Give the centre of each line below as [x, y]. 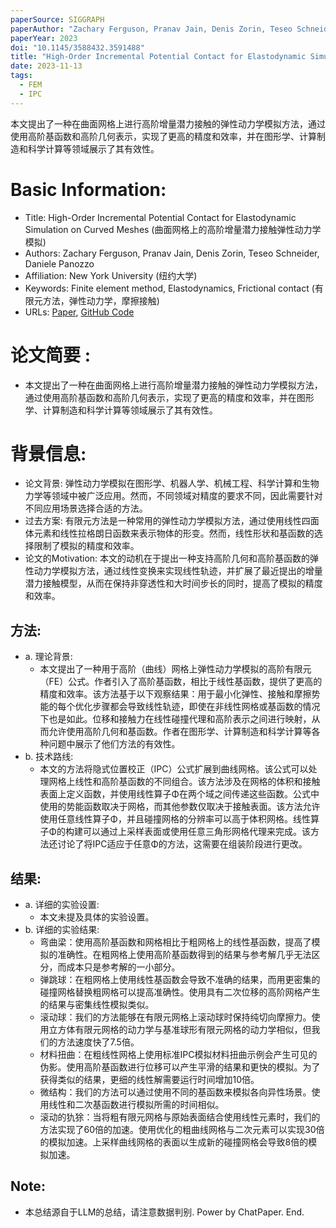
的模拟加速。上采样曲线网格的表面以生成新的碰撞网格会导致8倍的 [174, 1142]
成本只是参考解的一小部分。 [123, 967]
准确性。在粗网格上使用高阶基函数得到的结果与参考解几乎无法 [184, 955]
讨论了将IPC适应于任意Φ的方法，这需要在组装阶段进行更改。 [182, 844]
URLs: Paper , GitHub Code [79, 312]
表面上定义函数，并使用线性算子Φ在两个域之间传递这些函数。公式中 [179, 794]
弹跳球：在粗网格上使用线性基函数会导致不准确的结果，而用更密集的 [180, 980]
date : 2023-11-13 [46, 66]
